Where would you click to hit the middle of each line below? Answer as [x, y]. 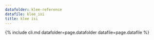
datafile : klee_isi [25, 14]
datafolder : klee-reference [34, 10]
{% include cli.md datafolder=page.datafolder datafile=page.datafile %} [77, 33]
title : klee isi [21, 19]
